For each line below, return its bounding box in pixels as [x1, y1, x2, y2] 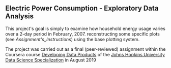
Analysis [5, 12, 34, 21]
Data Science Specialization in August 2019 [5, 57, 97, 63]
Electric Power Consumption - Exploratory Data [5, 4, 159, 13]
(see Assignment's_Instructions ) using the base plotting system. [5, 36, 140, 42]
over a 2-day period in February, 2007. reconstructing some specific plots [5, 30, 160, 37]
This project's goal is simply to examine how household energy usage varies [5, 25, 165, 31]
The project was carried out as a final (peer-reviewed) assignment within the [5, 46, 166, 52]
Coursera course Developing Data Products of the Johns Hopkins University [5, 51, 165, 57]
